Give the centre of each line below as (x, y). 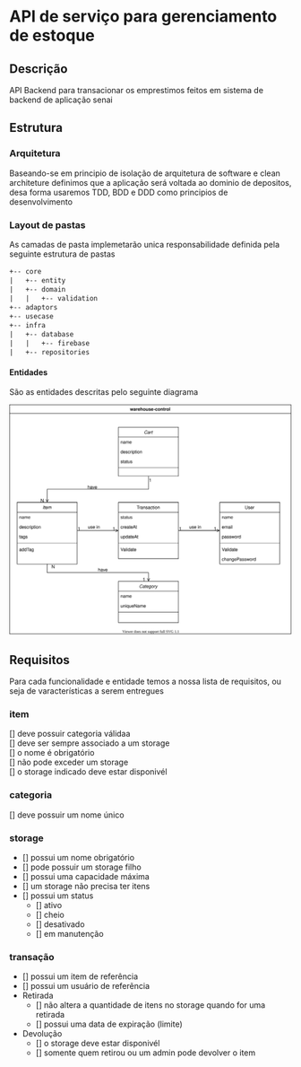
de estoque (52, 35)
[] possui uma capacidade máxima (86, 876)
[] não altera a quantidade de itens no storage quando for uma (150, 1005)
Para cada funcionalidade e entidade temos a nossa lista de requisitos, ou (146, 681)
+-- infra (28, 325)
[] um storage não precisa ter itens (86, 886)
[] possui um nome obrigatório (78, 857)
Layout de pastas (47, 224)
